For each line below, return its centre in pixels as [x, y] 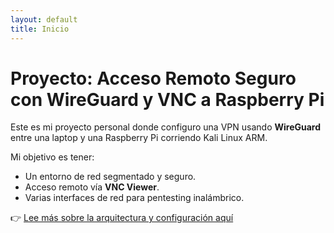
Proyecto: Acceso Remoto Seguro [153, 78]
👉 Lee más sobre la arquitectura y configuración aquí [122, 218]
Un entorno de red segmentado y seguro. [110, 177]
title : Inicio [40, 29]
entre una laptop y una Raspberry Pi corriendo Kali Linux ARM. [139, 138]
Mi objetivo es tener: [52, 157]
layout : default [44, 19]
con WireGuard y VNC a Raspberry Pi [167, 99]
